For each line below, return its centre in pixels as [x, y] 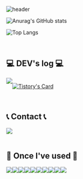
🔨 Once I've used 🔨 [42, 156]
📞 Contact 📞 [26, 117]
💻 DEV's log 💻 [35, 64]
